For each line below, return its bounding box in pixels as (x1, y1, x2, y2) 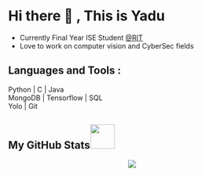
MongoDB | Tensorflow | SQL (8, 93, 104, 102)
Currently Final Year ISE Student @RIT (19, 33, 143, 42)
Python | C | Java (8, 84, 64, 94)
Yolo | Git (8, 101, 38, 110)
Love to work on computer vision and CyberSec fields (19, 41, 194, 50)
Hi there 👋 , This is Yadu (8, 7, 165, 25)
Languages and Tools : (8, 64, 122, 77)
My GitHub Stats (8, 138, 90, 152)
